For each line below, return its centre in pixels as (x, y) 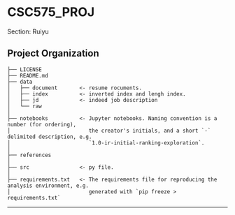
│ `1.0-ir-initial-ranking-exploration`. (106, 143)
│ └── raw (24, 106)
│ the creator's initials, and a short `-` (109, 131)
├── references (29, 155)
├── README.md (28, 75)
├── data (20, 82)
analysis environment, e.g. (48, 186)
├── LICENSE (24, 69)
